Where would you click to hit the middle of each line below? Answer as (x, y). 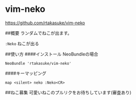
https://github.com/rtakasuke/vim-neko (45, 23)
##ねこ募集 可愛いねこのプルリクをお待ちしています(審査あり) (68, 92)
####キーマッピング (26, 73)
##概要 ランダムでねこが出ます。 (39, 33)
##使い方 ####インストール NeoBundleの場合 (52, 54)
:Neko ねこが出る (22, 44)
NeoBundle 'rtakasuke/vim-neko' (38, 63)
